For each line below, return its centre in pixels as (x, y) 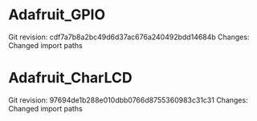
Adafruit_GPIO (57, 15)
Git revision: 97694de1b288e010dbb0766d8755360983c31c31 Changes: (128, 100)
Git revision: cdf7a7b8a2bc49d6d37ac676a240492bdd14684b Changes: (129, 37)
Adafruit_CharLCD (70, 78)
